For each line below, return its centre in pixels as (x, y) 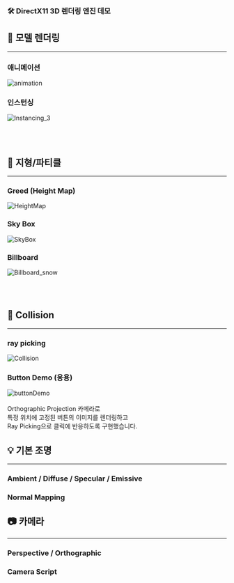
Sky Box (22, 224)
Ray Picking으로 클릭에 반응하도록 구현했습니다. (72, 426)
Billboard (23, 257)
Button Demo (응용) (40, 378)
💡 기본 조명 (30, 450)
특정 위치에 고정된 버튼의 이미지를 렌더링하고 (68, 418)
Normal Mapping (36, 497)
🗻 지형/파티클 (34, 163)
